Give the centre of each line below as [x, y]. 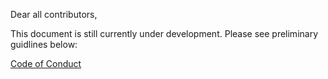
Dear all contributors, [54, 14]
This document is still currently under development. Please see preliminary [164, 33]
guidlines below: [44, 44]
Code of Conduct [46, 63]
